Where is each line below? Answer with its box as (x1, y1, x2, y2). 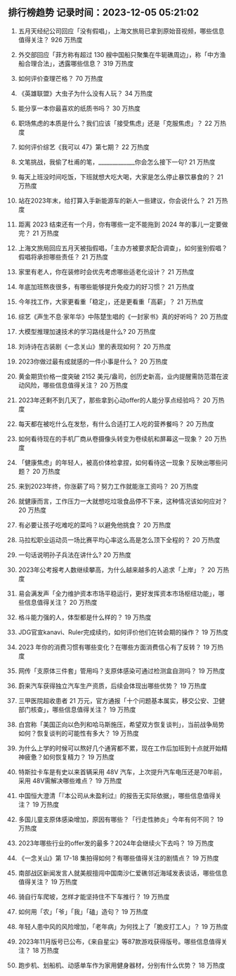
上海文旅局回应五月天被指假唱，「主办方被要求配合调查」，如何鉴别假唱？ (18, 243, 228, 252)
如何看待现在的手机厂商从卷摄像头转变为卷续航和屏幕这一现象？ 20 (18, 435, 213, 443)
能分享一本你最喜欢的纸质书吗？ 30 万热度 (18, 104, 141, 113)
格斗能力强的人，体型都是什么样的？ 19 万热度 (18, 612, 152, 621)
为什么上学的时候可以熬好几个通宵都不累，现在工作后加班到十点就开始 (18, 744, 222, 752)
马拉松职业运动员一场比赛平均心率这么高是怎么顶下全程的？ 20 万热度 (18, 535, 221, 544)
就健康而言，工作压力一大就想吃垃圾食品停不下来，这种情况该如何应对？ (18, 496, 228, 505)
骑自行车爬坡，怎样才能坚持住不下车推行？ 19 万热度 (18, 892, 171, 901)
